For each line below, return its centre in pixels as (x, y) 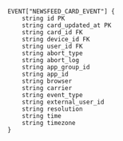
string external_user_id (63, 102)
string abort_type (52, 53)
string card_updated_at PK (67, 25)
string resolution (52, 109)
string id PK (44, 18)
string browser (47, 81)
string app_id (45, 74)
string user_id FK (52, 46)
